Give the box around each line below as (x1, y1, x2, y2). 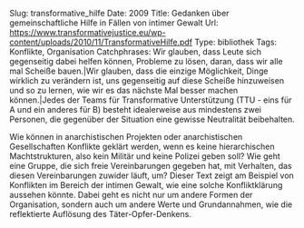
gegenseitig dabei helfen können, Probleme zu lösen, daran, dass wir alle (9, 56, 283, 66)
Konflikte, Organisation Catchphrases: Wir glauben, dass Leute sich (9, 46, 261, 57)
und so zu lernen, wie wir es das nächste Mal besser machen (9, 85, 239, 95)
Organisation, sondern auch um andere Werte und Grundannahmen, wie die (9, 199, 293, 210)
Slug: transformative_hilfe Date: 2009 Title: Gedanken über (9, 8, 230, 18)
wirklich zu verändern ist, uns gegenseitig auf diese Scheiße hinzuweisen (9, 75, 284, 85)
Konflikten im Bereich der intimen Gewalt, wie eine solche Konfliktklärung (9, 180, 283, 190)
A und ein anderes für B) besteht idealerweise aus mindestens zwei (9, 104, 261, 114)
